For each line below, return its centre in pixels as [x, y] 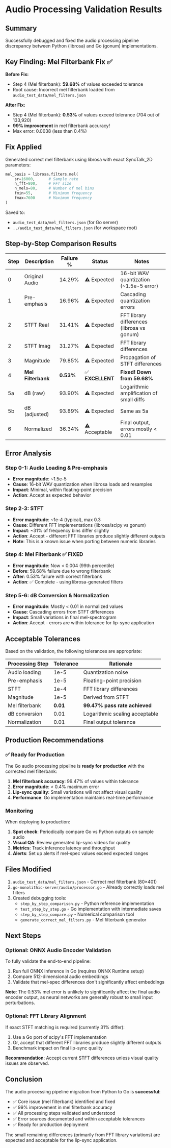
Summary [21, 28]
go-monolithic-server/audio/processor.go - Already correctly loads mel [88, 887]
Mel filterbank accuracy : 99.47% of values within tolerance [76, 781]
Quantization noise [106, 672]
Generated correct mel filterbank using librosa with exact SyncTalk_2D [79, 159]
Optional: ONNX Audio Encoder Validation [58, 950]
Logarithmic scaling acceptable [121, 714]
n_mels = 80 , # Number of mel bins [54, 188]
